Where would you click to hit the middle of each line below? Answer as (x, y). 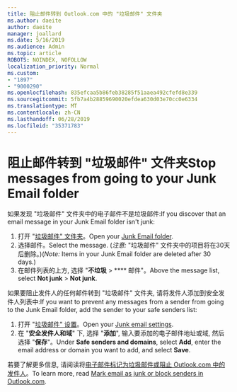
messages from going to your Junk (112, 178)
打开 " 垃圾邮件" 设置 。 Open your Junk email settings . (96, 324)
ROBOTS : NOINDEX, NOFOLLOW (47, 60)
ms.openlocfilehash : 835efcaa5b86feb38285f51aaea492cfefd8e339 (103, 93)
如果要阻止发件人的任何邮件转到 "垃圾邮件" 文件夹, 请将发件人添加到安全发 (116, 293)
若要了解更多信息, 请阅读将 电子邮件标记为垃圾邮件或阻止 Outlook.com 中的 (116, 364)
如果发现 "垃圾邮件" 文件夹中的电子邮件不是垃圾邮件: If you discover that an (117, 214)
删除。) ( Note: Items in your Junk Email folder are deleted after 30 (117, 254)
